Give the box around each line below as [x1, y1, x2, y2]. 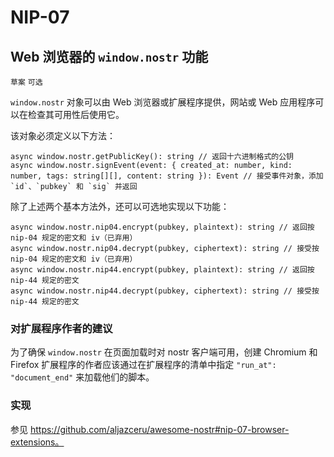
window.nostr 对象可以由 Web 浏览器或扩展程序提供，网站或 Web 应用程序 [10, 96, 316, 108]
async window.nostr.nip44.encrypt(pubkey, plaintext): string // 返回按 [10, 265, 315, 275]
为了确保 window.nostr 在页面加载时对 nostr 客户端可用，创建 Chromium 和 [10, 346, 318, 358]
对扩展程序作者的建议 [10, 321, 113, 335]
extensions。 [10, 436, 65, 448]
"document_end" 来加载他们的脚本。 [10, 371, 155, 383]
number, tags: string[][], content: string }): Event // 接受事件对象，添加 [10, 171, 324, 181]
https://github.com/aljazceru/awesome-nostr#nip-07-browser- [29, 423, 290, 435]
